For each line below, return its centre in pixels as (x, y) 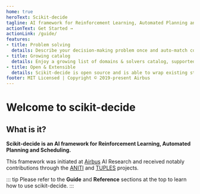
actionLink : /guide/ (32, 34)
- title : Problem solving (38, 45)
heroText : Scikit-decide (37, 17)
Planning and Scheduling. (39, 150)
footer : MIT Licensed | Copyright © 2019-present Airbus (78, 78)
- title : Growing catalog (38, 56)
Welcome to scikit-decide (71, 107)
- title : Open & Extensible (41, 67)
